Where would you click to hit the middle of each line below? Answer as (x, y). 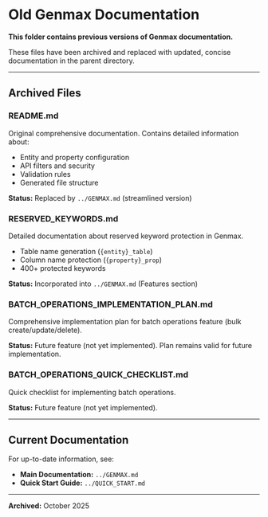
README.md (33, 116)
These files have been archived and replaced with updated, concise (120, 52)
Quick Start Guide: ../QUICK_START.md (83, 483)
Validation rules (45, 174)
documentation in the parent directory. (71, 61)
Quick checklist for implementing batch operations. (92, 392)
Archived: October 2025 (49, 506)
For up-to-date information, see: (61, 459)
